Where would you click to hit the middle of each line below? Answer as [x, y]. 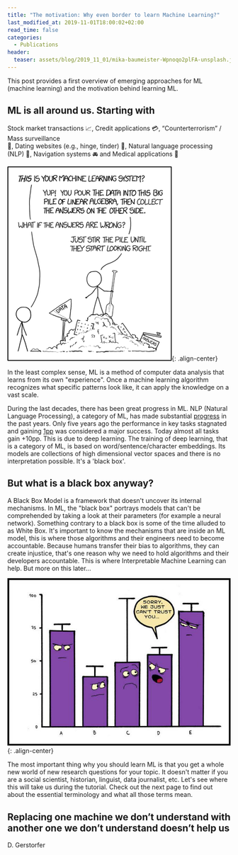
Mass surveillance [34, 138]
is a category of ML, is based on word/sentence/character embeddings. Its [117, 446]
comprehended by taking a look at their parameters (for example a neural [114, 515]
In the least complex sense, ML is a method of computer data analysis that [116, 372]
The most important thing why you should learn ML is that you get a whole [116, 764]
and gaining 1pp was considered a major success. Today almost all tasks [113, 431]
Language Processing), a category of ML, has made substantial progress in [117, 416]
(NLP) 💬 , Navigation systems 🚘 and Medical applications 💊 [93, 154]
